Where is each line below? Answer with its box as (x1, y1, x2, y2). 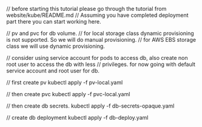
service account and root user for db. (6, 67, 100, 74)
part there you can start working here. (6, 18, 101, 25)
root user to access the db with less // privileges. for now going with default (6, 60, 196, 68)
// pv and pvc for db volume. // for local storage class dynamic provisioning (6, 30, 194, 37)
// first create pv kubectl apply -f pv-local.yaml (6, 79, 123, 86)
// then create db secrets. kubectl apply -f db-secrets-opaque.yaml (6, 102, 175, 109)
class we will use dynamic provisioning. (6, 42, 105, 50)
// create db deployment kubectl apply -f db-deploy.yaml (6, 114, 149, 121)
